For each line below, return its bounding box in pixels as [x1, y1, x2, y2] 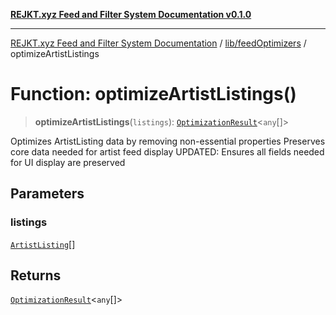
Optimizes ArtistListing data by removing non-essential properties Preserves [10, 135, 326, 147]
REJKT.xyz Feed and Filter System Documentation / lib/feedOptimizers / [10, 37, 307, 49]
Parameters [10, 185, 85, 203]
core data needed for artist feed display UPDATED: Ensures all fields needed [10, 145, 325, 158]
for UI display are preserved [10, 156, 126, 168]
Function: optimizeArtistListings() [10, 83, 297, 106]
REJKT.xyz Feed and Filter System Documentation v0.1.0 [10, 9, 252, 20]
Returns [10, 267, 62, 284]
